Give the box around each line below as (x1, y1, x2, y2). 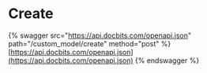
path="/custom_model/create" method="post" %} (8, 38, 171, 48)
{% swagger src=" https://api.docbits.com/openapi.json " (8, 31, 192, 40)
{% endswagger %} (134, 56, 200, 65)
